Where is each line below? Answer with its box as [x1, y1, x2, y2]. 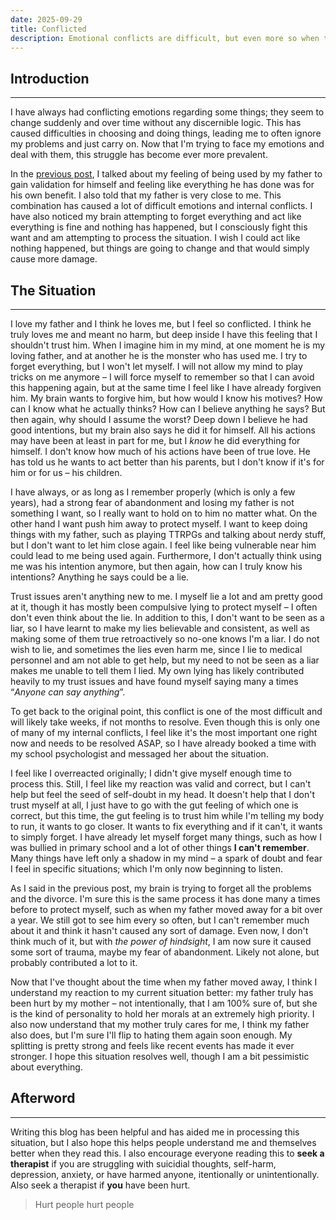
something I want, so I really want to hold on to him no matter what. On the [10, 507, 318, 519]
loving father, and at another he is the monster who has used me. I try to [10, 350, 308, 361]
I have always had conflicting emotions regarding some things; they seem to [10, 106, 325, 118]
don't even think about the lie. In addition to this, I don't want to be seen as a [10, 612, 325, 623]
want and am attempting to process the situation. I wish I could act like [10, 232, 301, 244]
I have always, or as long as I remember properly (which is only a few [10, 486, 296, 498]
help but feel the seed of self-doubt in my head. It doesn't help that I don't [10, 789, 316, 800]
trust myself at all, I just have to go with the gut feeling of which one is [10, 799, 299, 811]
